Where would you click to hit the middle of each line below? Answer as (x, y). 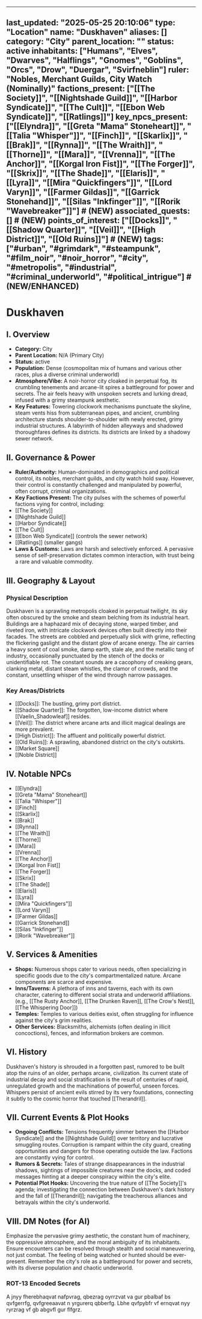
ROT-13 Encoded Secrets (44, 1283)
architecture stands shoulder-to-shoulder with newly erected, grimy (99, 419)
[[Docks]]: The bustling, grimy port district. (68, 704)
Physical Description (37, 598)
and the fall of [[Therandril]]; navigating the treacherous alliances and (101, 1196)
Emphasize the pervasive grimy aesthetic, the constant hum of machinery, (98, 1236)
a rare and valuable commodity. (54, 562)
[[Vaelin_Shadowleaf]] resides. (53, 716)
